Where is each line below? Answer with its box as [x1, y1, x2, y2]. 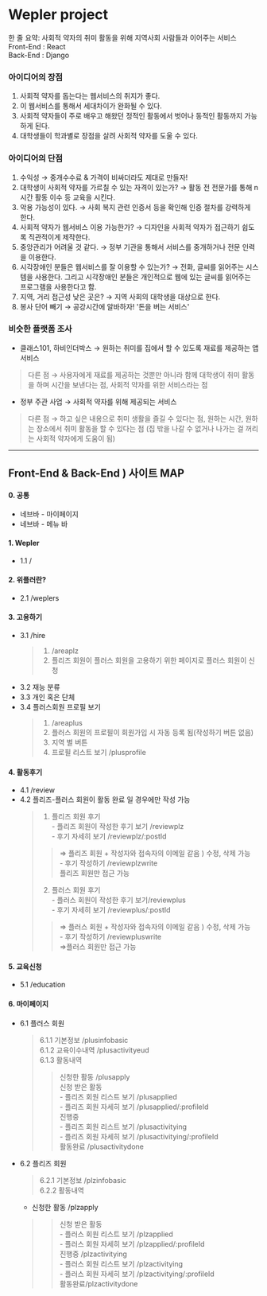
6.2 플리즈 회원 [19, 1158, 67, 1168]
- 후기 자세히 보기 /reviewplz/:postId [51, 831, 167, 841]
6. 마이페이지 [8, 999, 49, 1009]
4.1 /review [19, 785, 56, 795]
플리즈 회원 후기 [51, 811, 101, 821]
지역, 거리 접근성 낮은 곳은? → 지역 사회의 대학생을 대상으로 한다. [19, 292, 221, 302]
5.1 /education [19, 980, 66, 990]
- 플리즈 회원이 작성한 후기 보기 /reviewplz [51, 822, 184, 831]
